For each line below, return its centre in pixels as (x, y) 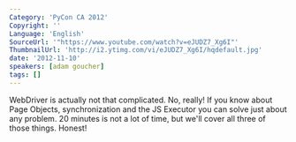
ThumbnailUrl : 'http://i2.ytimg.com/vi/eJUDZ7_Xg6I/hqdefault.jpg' (136, 50)
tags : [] (25, 75)
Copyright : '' (35, 26)
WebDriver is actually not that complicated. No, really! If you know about (141, 100)
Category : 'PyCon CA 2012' (59, 17)
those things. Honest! (48, 128)
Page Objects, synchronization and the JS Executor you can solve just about (148, 109)
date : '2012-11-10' (45, 58)
